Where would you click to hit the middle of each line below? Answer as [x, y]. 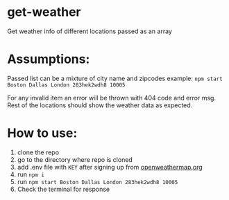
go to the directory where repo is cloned [75, 159]
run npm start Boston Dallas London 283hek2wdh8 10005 [97, 181]
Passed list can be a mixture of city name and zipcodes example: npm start [115, 78]
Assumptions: [49, 59]
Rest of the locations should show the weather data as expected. [100, 105]
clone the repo [38, 152]
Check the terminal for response [63, 189]
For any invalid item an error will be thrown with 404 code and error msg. [112, 98]
